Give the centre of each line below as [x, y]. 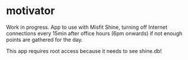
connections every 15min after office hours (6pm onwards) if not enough [94, 33]
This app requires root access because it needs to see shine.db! [84, 51]
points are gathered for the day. [44, 39]
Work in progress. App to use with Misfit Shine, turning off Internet [87, 27]
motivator [30, 11]
